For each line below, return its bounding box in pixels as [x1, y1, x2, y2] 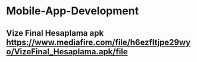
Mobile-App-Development [6, 4, 139, 18]
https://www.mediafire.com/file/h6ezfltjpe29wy [6, 37, 191, 47]
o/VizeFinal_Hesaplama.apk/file [6, 46, 128, 57]
